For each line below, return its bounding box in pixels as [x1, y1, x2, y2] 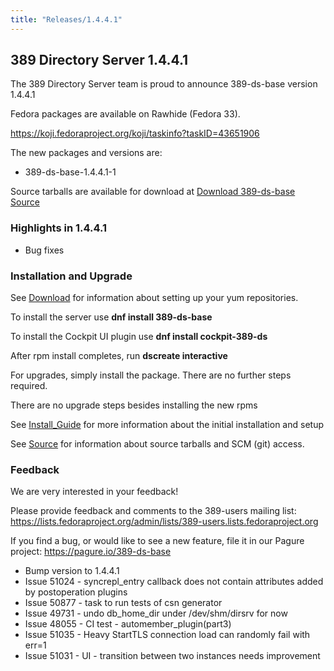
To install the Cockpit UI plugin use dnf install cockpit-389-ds [10, 331, 268, 343]
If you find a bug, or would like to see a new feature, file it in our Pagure [10, 535, 305, 547]
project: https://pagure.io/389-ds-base [10, 546, 172, 558]
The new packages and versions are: [10, 147, 163, 159]
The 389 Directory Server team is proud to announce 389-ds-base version [10, 78, 318, 90]
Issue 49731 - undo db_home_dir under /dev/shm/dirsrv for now [24, 607, 288, 620]
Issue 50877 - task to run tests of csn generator [24, 597, 223, 609]
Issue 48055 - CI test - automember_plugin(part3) [24, 618, 232, 630]
